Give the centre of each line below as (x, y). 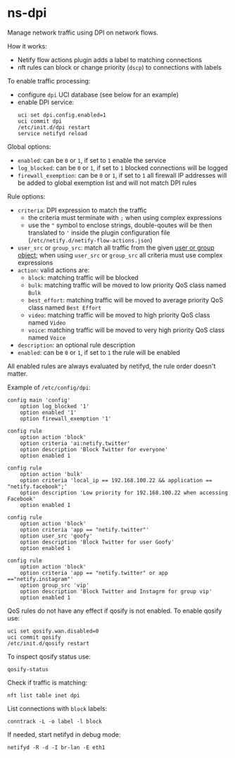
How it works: (27, 46)
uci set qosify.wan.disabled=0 (53, 631)
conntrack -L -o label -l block (55, 721)
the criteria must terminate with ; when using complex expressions (125, 217)
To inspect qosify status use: (49, 656)
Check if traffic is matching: (47, 683)
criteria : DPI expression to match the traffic (82, 210)
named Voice (47, 337)
